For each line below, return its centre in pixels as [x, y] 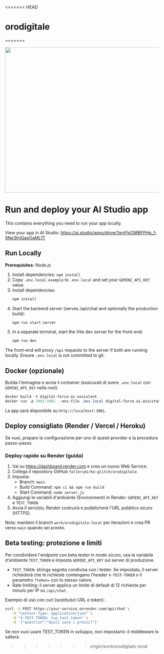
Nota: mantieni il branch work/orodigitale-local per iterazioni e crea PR [78, 522]
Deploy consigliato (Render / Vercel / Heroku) [75, 426]
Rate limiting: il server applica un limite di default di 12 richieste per [79, 585]
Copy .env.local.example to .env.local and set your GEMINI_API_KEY [81, 280]
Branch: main [32, 482]
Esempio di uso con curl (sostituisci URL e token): [55, 600]
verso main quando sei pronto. [35, 527]
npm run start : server [34, 322]
